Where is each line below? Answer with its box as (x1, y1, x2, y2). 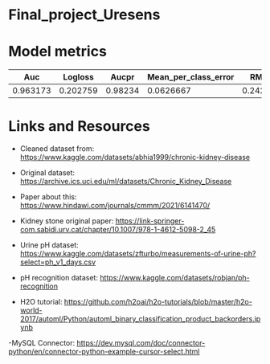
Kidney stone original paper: (19, 216, 114, 226)
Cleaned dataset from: (19, 144, 95, 153)
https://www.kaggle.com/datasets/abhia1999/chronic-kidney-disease (19, 153, 251, 162)
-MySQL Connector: (8, 338, 76, 348)
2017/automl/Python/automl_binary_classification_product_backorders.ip (19, 314, 261, 324)
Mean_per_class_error (147, 72, 235, 83)
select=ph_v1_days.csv (19, 257, 96, 267)
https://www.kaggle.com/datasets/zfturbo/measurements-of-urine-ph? (19, 249, 256, 259)
